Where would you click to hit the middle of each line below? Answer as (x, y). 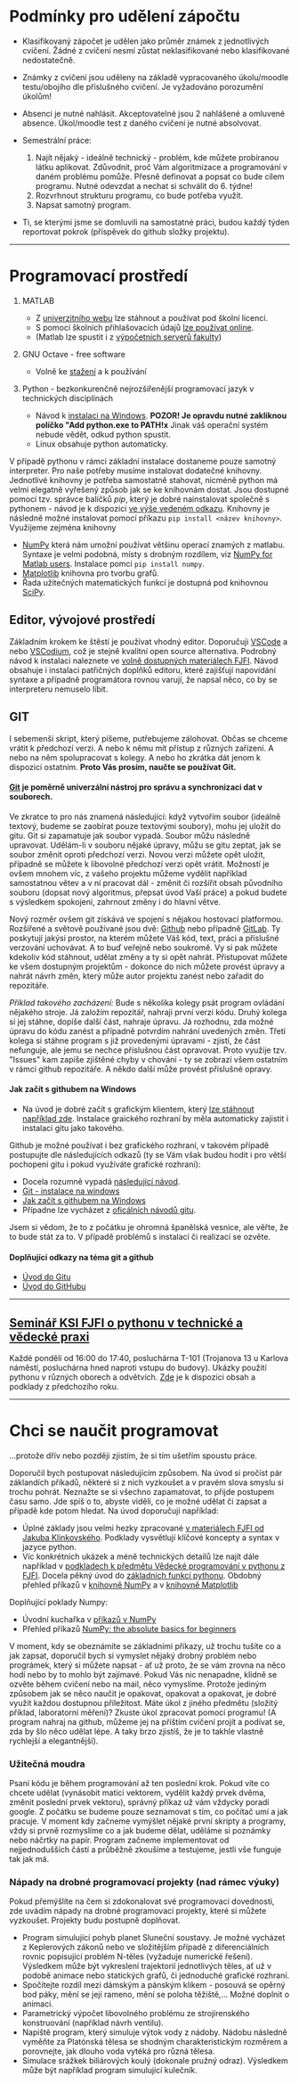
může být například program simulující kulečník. (109, 2071)
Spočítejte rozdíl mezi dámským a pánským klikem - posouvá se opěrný (154, 1985)
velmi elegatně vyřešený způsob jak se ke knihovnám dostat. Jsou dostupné (149, 489)
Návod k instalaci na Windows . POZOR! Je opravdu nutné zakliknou (161, 415)
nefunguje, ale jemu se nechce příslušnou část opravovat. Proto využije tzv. (148, 1050)
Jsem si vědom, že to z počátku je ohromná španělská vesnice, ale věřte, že (149, 1227)
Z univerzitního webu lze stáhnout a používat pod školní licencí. (152, 317)
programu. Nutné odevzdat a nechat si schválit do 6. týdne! (144, 185)
